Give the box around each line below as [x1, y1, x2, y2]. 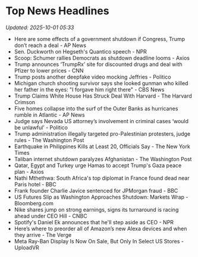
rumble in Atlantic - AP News [14, 111, 85, 118]
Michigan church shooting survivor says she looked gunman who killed [14, 79, 188, 87]
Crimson [14, 98, 36, 105]
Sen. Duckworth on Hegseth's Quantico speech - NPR [14, 48, 147, 55]
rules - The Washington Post [14, 136, 84, 143]
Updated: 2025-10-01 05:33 [5, 24, 74, 31]
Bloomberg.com [14, 199, 54, 206]
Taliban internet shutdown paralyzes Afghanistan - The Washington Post [14, 155, 192, 162]
